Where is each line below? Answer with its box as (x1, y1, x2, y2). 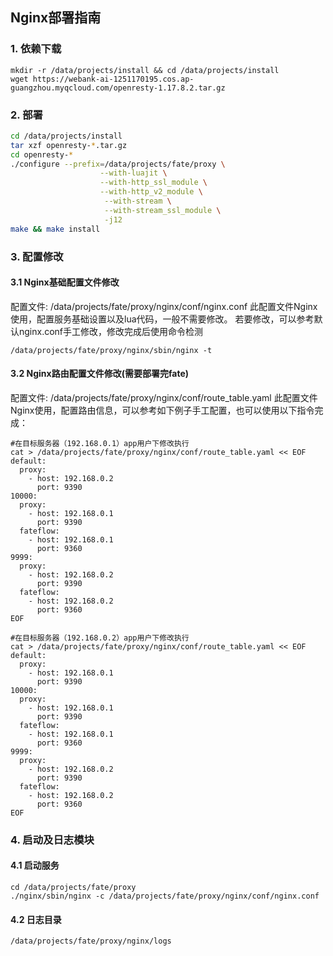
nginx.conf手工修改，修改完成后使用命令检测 (18, 325, 204, 337)
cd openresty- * (10, 149, 74, 160)
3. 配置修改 (10, 249, 64, 263)
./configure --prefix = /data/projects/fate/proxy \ (10, 159, 226, 169)
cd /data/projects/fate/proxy (10, 883, 137, 893)
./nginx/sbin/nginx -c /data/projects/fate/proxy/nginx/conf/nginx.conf (10, 891, 320, 902)
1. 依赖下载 (10, 42, 62, 56)
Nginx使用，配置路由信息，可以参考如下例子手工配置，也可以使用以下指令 (10, 404, 315, 416)
